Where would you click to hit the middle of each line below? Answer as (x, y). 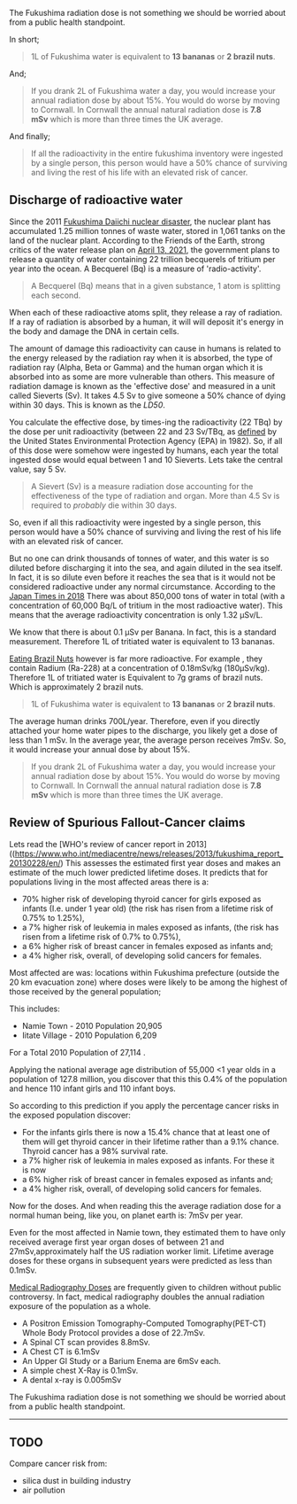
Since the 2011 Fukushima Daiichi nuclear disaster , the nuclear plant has (140, 222)
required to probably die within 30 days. (104, 505)
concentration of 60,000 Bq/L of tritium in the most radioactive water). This (146, 605)
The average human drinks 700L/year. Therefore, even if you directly (135, 721)
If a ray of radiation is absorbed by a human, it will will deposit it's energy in (147, 322)
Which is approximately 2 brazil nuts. (76, 687)
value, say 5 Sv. (38, 469)
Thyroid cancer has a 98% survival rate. (95, 1150)
